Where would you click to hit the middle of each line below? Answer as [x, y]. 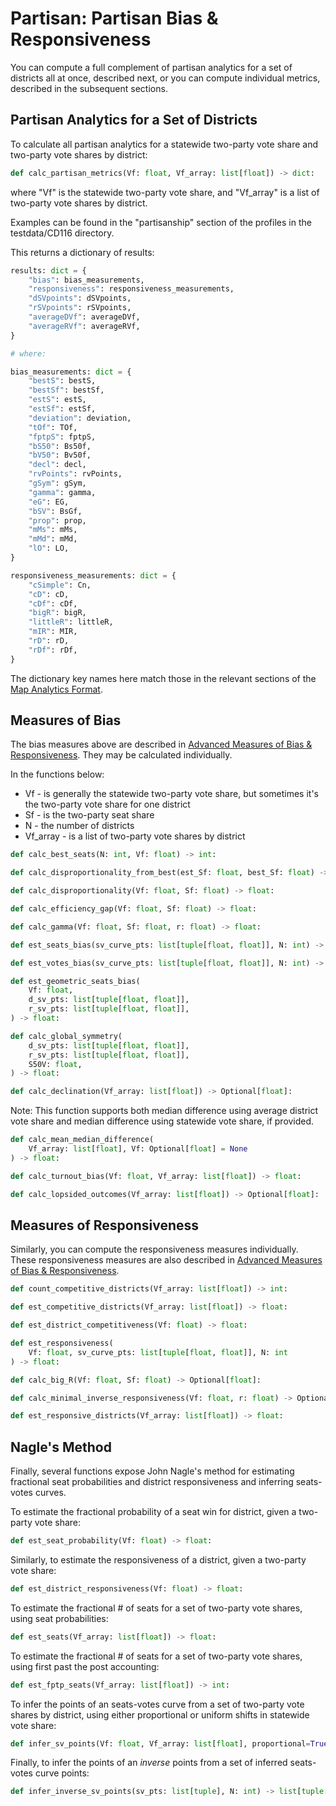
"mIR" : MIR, [53, 632]
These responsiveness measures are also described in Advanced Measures [166, 1260]
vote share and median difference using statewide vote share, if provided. [162, 1121]
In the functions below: [57, 774]
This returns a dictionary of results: [82, 252]
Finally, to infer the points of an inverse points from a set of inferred [149, 1763]
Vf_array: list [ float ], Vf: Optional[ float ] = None [138, 1149]
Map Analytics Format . [56, 689]
